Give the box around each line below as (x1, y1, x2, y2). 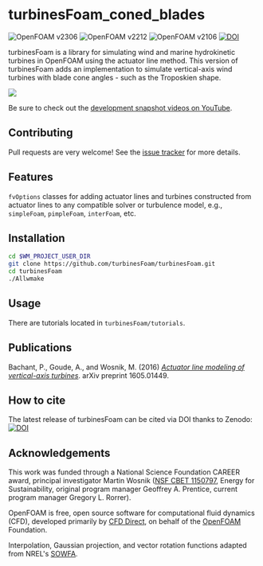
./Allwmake (8, 275, 45, 283)
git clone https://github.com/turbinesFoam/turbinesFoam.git (8, 260, 216, 268)
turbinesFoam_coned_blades (8, 6, 206, 24)
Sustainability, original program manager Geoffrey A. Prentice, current (8, 484, 237, 494)
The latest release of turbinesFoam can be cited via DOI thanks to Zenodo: (8, 415, 253, 424)
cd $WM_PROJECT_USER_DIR (8, 252, 91, 260)
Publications (8, 341, 73, 355)
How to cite (8, 393, 66, 407)
